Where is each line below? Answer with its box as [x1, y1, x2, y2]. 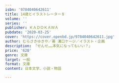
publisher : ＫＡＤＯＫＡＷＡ [5, 25, 59, 30]
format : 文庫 [5, 62, 30, 66]
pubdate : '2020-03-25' [5, 30, 51, 35]
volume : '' [5, 16, 27, 21]
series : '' [5, 21, 27, 26]
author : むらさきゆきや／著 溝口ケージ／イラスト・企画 [5, 39, 105, 44]
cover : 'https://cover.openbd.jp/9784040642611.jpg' [5, 35, 115, 40]
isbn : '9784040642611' [5, 7, 51, 12]
